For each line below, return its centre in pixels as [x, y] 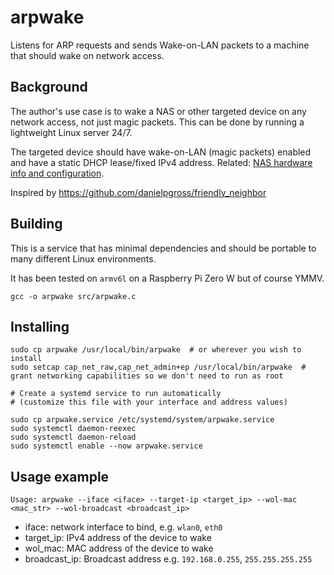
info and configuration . [57, 173]
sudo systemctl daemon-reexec [73, 429]
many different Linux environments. [83, 258]
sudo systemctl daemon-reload [73, 437]
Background [49, 87]
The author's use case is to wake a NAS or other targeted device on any [158, 111]
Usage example [60, 476]
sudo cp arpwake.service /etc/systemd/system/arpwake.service [142, 420]
